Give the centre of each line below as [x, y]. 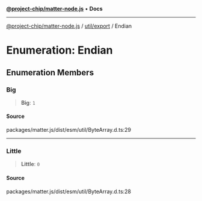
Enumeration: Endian [60, 50]
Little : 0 [30, 164]
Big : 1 [28, 102]
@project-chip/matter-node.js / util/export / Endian [69, 26]
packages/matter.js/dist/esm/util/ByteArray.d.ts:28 [69, 191]
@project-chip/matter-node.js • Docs [55, 9]
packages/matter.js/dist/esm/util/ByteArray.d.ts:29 [69, 130]
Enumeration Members [50, 73]
